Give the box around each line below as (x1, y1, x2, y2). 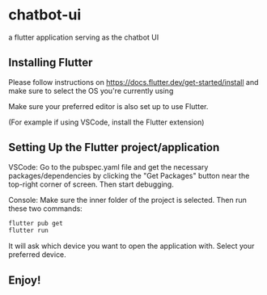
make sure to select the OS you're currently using (8, 86, 174, 95)
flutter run (8, 226, 49, 235)
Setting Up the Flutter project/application (8, 141, 220, 154)
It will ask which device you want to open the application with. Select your (8, 241, 255, 251)
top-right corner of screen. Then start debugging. (8, 179, 174, 189)
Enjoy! (8, 273, 41, 287)
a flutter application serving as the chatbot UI (8, 32, 159, 42)
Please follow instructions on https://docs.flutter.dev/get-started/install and (8, 77, 259, 86)
